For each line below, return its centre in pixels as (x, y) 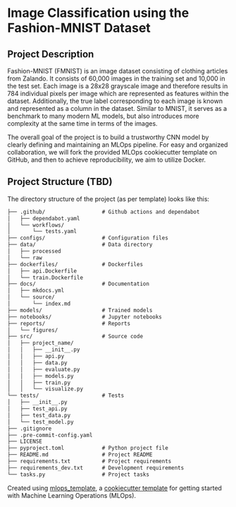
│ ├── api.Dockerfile (42, 271)
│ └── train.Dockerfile (45, 278)
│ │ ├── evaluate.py (44, 369)
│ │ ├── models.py (41, 376)
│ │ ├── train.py (39, 383)
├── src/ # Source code (75, 337)
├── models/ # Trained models (80, 310)
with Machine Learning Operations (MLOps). (72, 495)
